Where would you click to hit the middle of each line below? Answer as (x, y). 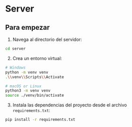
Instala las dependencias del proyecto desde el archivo (70, 105)
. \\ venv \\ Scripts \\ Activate (35, 77)
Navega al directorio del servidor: (47, 39)
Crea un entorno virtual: (37, 58)
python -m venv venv (27, 72)
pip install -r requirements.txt (40, 120)
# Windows (16, 68)
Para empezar (27, 27)
